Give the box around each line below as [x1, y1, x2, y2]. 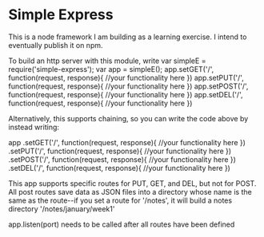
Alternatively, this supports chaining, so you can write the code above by [8, 113, 249, 123]
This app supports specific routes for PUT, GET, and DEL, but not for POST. [8, 178, 257, 188]
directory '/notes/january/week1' [8, 203, 115, 213]
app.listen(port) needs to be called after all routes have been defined [8, 219, 235, 229]
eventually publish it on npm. [8, 40, 103, 49]
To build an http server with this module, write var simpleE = [8, 56, 206, 65]
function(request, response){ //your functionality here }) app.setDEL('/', [8, 89, 243, 99]
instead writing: [8, 122, 60, 132]
